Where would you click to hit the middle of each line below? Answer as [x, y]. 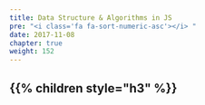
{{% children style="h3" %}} [93, 88]
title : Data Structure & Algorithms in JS [91, 18]
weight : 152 [32, 52]
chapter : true [36, 43]
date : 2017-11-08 [42, 34]
